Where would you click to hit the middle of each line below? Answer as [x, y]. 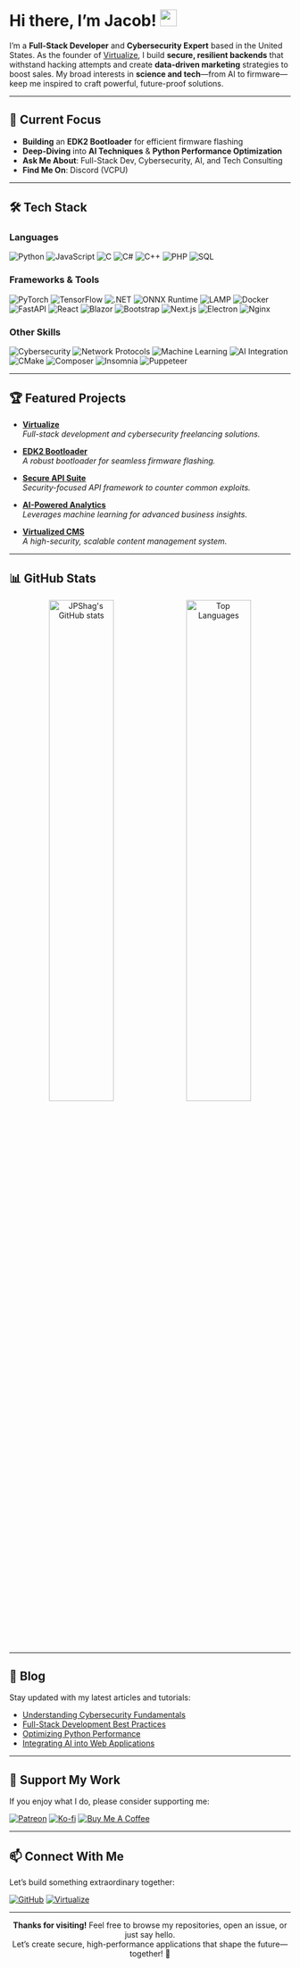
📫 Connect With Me [67, 1856]
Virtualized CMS [53, 531]
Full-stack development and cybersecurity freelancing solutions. [141, 434]
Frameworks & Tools [54, 279]
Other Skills [35, 332]
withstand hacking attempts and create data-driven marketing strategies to [149, 64]
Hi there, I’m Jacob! [83, 21]
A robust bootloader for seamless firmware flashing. [119, 461]
